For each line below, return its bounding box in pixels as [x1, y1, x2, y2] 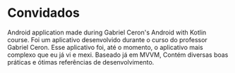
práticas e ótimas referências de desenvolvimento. [7, 58, 155, 66]
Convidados [7, 5, 80, 21]
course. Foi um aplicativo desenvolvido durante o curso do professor [7, 35, 208, 44]
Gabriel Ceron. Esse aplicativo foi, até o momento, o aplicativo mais [7, 43, 203, 51]
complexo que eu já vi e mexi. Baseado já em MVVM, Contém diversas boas [7, 51, 229, 59]
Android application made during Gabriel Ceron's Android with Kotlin [7, 28, 207, 36]
